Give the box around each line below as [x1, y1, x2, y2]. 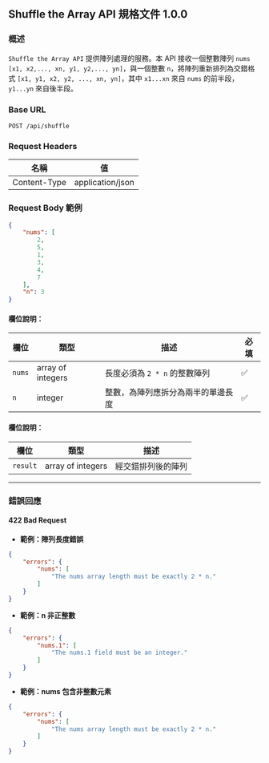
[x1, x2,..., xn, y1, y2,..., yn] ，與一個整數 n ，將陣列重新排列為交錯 [8, 63, 248, 73]
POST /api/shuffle [8, 122, 70, 130]
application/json [74, 177, 134, 188]
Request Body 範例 [8, 203, 82, 214]
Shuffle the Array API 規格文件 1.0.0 [8, 7, 188, 22]
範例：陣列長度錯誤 [19, 534, 84, 543]
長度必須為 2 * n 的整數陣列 [105, 368, 211, 379]
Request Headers [8, 140, 78, 151]
